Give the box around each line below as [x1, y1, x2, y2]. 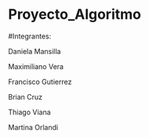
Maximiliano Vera [8, 61, 64, 71]
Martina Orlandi [8, 122, 59, 132]
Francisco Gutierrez [8, 77, 72, 86]
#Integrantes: [8, 31, 52, 41]
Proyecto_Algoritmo [8, 5, 141, 24]
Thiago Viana [8, 107, 51, 117]
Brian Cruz [8, 92, 43, 101]
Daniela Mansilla [8, 46, 61, 56]
